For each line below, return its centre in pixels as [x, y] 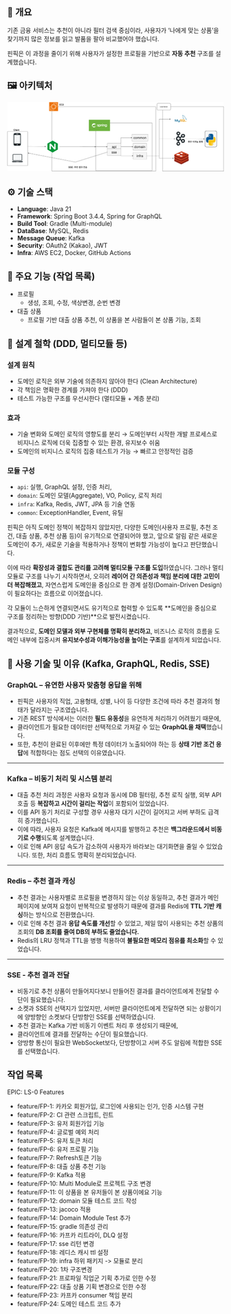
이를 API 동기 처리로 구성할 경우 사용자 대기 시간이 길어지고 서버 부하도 [111, 812]
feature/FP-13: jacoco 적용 [54, 1209]
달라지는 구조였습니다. [59, 710]
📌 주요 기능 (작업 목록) [51, 276]
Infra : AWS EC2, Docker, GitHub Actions [74, 253]
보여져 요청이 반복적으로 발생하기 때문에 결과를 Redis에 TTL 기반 [128, 906]
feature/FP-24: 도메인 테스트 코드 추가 [69, 1304]
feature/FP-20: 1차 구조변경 [55, 1269]
